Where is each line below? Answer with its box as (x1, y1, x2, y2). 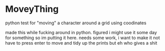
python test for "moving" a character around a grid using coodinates (5, 20, 146, 26)
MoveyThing (5, 3, 59, 15)
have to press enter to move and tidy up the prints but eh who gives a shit (5, 40, 157, 46)
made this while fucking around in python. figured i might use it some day (5, 29, 157, 35)
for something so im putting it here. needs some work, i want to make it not (5, 35, 160, 41)
